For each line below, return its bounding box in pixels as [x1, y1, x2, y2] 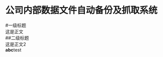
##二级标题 [5, 35, 29, 41]
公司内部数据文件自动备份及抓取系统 [5, 5, 158, 16]
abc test [5, 46, 21, 53]
